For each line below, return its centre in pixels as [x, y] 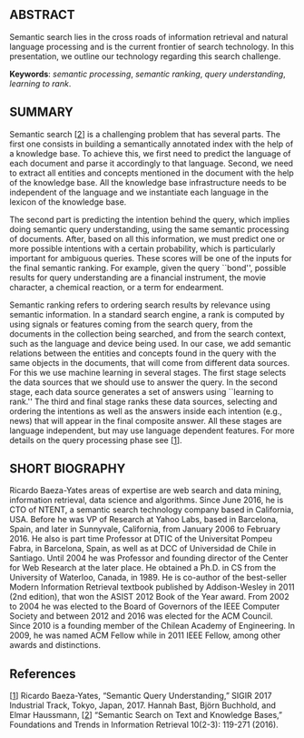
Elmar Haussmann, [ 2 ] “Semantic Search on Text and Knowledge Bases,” [146, 715]
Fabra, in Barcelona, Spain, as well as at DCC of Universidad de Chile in [143, 549]
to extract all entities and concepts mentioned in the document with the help [152, 173]
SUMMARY [42, 112]
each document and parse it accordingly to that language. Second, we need [151, 163]
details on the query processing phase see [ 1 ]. [96, 440]
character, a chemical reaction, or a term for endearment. [117, 287]
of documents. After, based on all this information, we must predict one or [147, 238]
